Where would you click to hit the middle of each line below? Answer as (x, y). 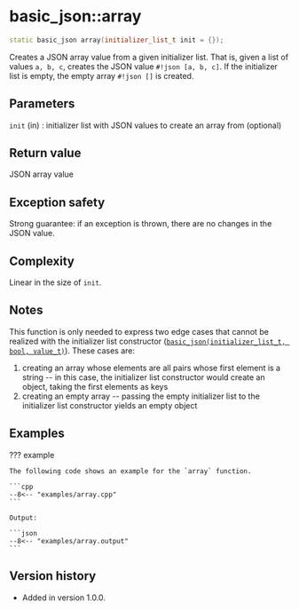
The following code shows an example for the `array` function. (130, 471)
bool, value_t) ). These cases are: (72, 350)
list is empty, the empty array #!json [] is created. (102, 75)
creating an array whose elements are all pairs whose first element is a (151, 368)
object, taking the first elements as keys (95, 386)
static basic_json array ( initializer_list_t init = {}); (117, 40)
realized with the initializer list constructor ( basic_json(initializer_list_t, (148, 341)
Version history (53, 576)
